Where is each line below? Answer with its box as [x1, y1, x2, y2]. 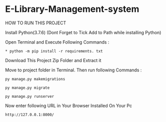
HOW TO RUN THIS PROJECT [5, 20, 66, 26]
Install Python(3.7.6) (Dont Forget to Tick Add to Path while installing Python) [5, 29, 162, 35]
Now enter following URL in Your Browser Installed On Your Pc [5, 103, 132, 109]
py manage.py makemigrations [5, 76, 65, 81]
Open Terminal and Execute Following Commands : [5, 39, 110, 45]
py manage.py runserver [5, 94, 55, 99]
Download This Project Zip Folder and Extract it [5, 57, 102, 63]
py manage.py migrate [5, 85, 50, 90]
